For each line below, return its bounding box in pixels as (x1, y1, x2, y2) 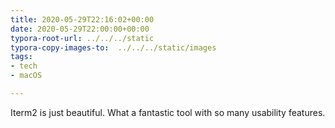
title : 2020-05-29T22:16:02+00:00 (10, 14, 155, 25)
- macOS (10, 71, 43, 81)
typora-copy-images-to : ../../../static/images (10, 42, 217, 53)
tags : (10, 52, 33, 62)
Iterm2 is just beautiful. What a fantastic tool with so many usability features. (10, 106, 326, 118)
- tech (10, 61, 38, 71)
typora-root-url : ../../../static (10, 33, 155, 43)
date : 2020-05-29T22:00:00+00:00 (10, 24, 150, 34)
